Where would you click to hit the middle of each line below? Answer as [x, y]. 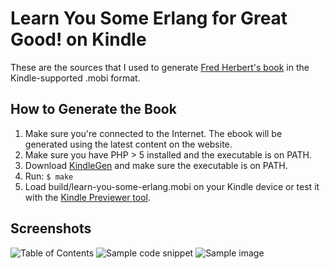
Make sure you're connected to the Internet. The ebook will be [153, 133]
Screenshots [51, 228]
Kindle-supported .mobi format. [75, 78]
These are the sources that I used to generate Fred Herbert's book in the [160, 67]
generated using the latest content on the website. [128, 144]
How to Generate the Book [93, 109]
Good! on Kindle [78, 39]
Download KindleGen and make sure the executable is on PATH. [156, 165]
